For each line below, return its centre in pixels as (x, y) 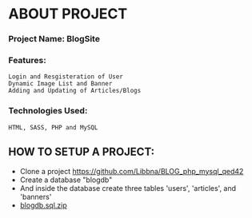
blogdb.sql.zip (43, 205)
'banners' (36, 196)
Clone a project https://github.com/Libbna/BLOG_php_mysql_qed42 (132, 171)
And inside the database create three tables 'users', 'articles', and (128, 188)
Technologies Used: (48, 111)
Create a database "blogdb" (66, 180)
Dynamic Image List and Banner (60, 84)
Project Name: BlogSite (54, 39)
